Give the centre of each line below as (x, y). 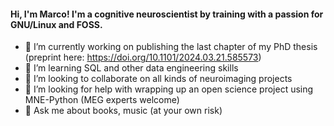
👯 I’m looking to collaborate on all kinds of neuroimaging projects (158, 79)
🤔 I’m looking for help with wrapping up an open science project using (169, 89)
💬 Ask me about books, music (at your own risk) (123, 111)
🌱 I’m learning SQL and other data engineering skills (131, 68)
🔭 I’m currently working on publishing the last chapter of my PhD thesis (171, 47)
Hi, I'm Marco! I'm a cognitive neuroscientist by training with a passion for (167, 14)
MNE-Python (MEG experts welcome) (102, 100)
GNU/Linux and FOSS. (56, 24)
